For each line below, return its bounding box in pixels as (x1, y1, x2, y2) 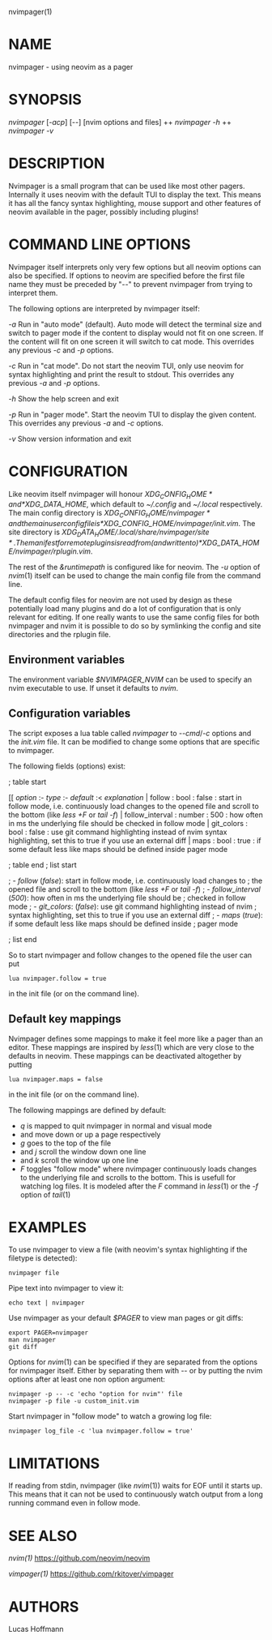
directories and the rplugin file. (8, 630, 111, 640)
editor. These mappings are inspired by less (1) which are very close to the (8, 1042, 255, 1052)
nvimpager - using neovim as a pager (8, 62, 134, 71)
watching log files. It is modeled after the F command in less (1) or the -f (19, 1181, 259, 1191)
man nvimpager (8, 1336, 57, 1344)
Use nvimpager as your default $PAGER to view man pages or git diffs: (8, 1313, 244, 1323)
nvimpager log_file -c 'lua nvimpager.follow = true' (8, 1427, 194, 1436)
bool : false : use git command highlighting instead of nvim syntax (8, 827, 227, 837)
